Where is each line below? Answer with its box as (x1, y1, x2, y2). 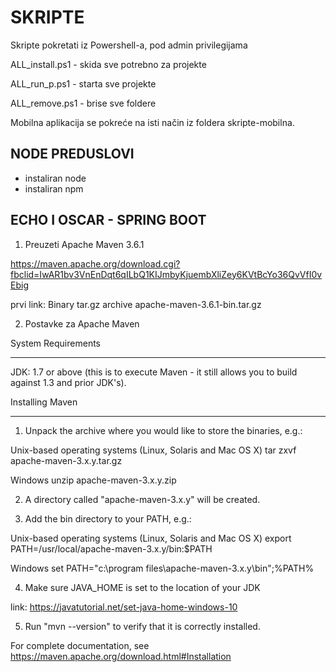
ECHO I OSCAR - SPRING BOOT (10, 212, 207, 229)
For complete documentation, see (10, 639, 150, 651)
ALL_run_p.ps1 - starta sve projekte (10, 77, 157, 90)
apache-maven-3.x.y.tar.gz (10, 454, 123, 466)
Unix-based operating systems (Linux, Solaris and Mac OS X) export (10, 532, 292, 544)
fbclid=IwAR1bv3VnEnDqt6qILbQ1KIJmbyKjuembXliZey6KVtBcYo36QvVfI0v (10, 268, 323, 280)
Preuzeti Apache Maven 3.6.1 (24, 238, 145, 250)
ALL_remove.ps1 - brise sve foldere (10, 97, 157, 109)
